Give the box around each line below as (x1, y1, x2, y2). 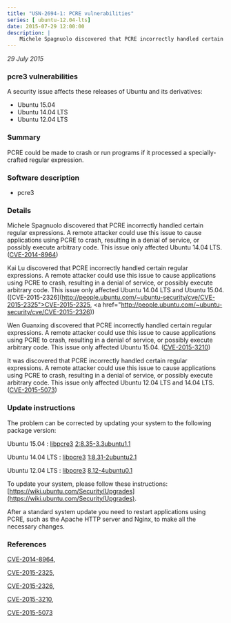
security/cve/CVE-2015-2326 (7, 308, 91, 316)
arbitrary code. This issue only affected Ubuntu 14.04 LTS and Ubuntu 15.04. (7, 286, 224, 294)
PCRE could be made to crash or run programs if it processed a (7, 148, 188, 156)
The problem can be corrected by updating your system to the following (7, 418, 212, 427)
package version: (7, 426, 57, 434)
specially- (188, 148, 217, 156)
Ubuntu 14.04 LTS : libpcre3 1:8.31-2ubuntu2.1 (7, 453, 137, 461)
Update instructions (7, 403, 76, 413)
